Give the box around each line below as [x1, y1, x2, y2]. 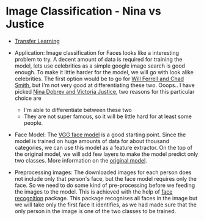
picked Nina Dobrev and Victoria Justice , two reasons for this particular [14, 88, 195, 95]
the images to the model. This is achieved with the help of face [14, 188, 173, 195]
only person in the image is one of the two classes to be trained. [14, 207, 177, 214]
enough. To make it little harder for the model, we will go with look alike [14, 68, 194, 75]
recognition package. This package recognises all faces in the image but [14, 194, 198, 202]
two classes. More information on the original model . [14, 156, 147, 164]
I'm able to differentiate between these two [23, 106, 132, 113]
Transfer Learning [14, 37, 60, 44]
